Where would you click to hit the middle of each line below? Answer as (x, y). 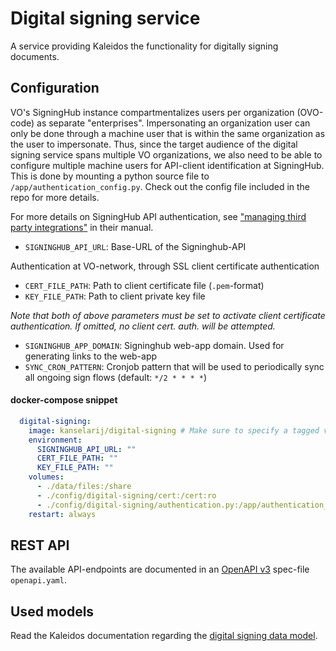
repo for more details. (55, 197)
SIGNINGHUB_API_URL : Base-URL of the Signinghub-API (135, 246)
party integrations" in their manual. (82, 227)
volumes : (46, 477)
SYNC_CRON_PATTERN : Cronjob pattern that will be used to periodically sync (174, 366)
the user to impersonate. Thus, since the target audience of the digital (154, 144)
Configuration (55, 88)
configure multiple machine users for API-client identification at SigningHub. (167, 165)
